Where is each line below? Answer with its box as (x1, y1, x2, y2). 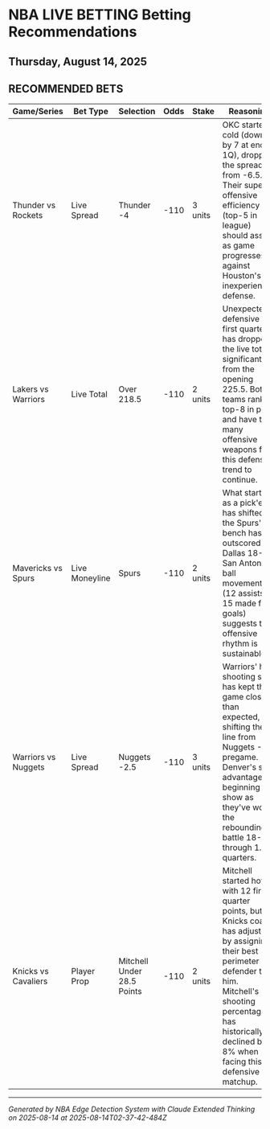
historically (222, 1026, 264, 1037)
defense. (222, 290, 256, 302)
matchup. (222, 1076, 259, 1087)
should (222, 230, 248, 241)
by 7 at (222, 139, 249, 150)
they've (222, 802, 251, 813)
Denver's (222, 762, 257, 773)
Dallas (222, 548, 246, 559)
